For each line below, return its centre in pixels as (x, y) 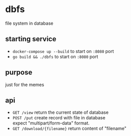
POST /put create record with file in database (59, 118)
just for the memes (25, 85)
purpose (19, 72)
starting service (31, 39)
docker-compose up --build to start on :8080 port (63, 51)
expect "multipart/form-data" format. (51, 123)
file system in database (29, 23)
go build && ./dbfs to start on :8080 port (55, 56)
